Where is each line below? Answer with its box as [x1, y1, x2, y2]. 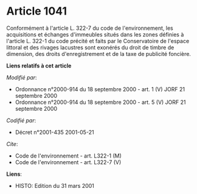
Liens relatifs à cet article [6, 62, 72, 69]
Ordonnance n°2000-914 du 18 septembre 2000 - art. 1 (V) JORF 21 [15, 85, 185, 92]
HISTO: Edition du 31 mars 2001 [15, 182, 94, 189]
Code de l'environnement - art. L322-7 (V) [15, 158, 122, 165]
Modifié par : [6, 74, 38, 81]
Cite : [6, 140, 18, 147]
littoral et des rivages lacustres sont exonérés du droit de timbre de [6, 44, 175, 51]
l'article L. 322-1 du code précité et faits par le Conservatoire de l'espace [6, 37, 190, 44]
